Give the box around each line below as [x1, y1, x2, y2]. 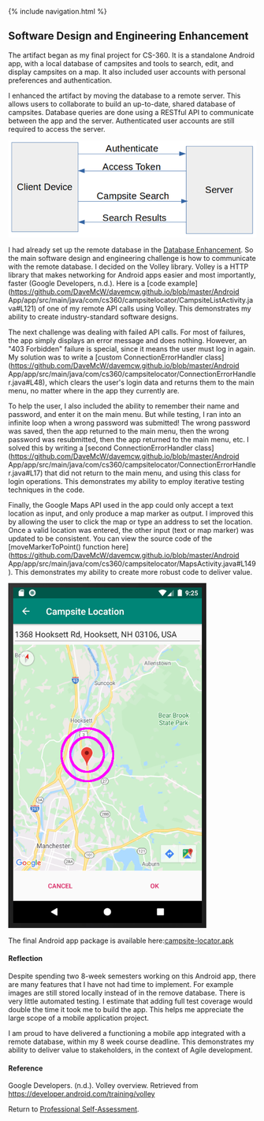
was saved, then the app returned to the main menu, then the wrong [8, 426, 229, 436]
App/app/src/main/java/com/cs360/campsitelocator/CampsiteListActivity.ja [8, 295, 254, 304]
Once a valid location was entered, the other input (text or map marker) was [8, 525, 255, 534]
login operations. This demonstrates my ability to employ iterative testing [8, 476, 244, 486]
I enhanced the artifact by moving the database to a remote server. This [8, 91, 241, 100]
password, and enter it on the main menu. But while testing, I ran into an [8, 409, 242, 419]
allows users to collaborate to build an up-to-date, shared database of [8, 99, 236, 109]
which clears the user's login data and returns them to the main [48, 378, 255, 387]
